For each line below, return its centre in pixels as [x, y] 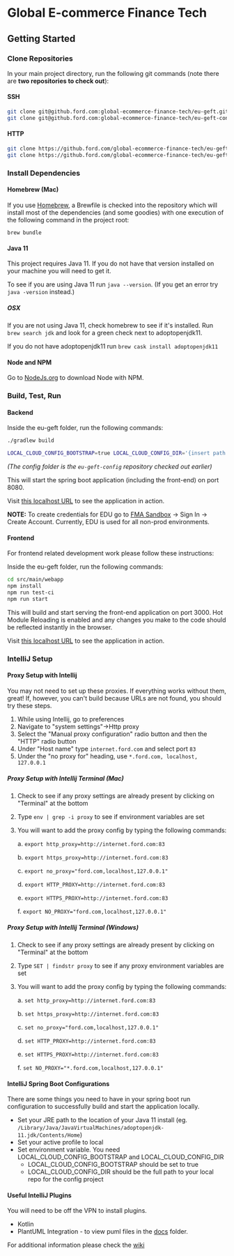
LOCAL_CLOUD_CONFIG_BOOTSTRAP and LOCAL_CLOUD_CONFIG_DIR [120, 1157]
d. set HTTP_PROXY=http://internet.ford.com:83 [87, 1041]
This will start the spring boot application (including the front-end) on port [113, 480]
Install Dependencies [44, 173]
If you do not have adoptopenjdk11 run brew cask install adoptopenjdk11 [112, 346]
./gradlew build [31, 441]
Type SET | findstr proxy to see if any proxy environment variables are [120, 965]
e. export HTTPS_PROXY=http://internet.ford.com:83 [93, 898]
